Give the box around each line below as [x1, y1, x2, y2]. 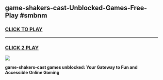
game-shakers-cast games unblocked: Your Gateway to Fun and [5, 64, 138, 70]
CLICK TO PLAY [5, 26, 43, 33]
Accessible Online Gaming [5, 69, 60, 75]
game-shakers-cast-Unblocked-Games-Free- [5, 4, 147, 12]
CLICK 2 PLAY [5, 44, 39, 51]
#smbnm [19, 12, 48, 20]
